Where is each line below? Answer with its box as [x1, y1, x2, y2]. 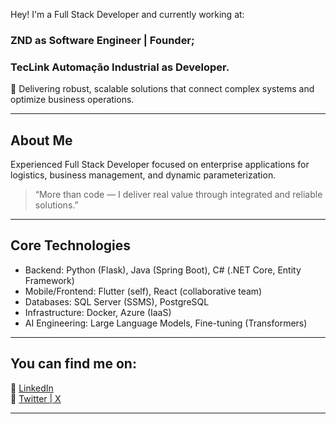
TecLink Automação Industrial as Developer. [10, 60, 230, 74]
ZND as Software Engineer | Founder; [10, 33, 195, 47]
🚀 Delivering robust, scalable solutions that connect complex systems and [10, 83, 315, 95]
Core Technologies [10, 237, 132, 254]
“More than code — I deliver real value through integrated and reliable [34, 189, 323, 201]
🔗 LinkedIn [10, 382, 54, 394]
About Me [10, 132, 73, 149]
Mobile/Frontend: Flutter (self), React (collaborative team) [24, 285, 263, 297]
